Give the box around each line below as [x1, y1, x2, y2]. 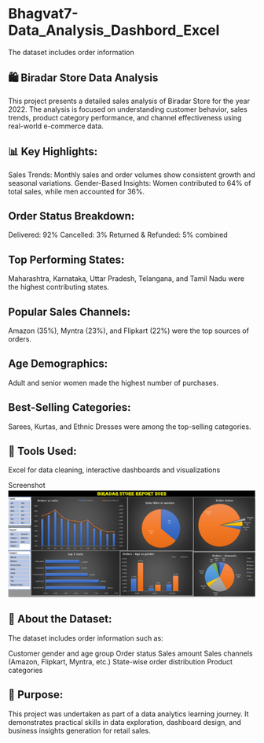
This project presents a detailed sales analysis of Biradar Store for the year [8, 96, 250, 105]
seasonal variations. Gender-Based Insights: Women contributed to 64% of [8, 178, 251, 187]
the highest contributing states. [8, 283, 110, 292]
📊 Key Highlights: [8, 145, 98, 158]
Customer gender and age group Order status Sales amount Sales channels [8, 649, 253, 658]
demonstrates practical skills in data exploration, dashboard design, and [8, 717, 241, 726]
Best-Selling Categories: [8, 401, 131, 414]
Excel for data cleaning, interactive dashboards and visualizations [8, 465, 221, 475]
